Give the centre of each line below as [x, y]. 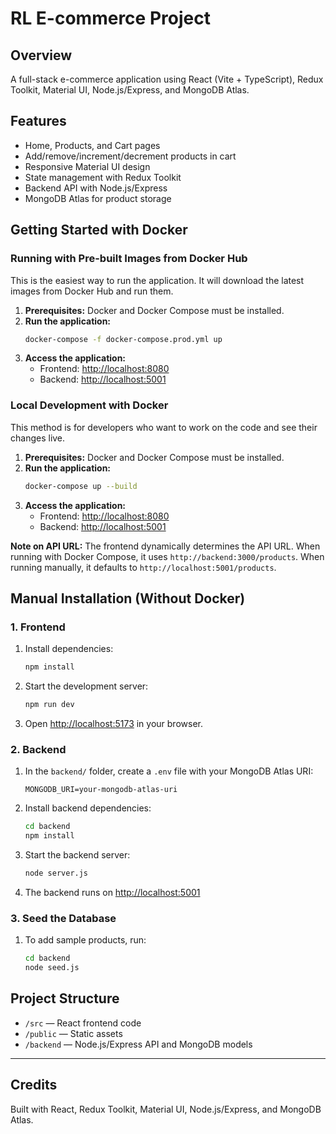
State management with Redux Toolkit [103, 177]
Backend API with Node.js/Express [96, 188]
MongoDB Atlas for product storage [98, 198]
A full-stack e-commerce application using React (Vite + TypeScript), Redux [167, 79]
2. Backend [38, 749]
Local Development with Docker [89, 405]
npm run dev [49, 705]
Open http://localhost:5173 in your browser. [113, 723]
